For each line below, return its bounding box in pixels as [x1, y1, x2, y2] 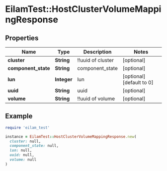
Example [5, 112, 33, 120]
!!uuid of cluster [77, 57, 114, 63]
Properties [5, 34, 39, 42]
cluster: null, [9, 139, 41, 144]
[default [122, 79, 141, 86]
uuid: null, [9, 153, 35, 158]
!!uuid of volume [77, 95, 115, 102]
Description [83, 49, 112, 55]
